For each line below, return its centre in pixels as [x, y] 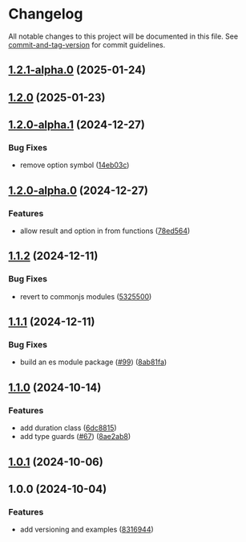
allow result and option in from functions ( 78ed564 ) [105, 231]
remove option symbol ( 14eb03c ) [75, 165]
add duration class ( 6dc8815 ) [69, 428]
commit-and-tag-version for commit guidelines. [87, 44]
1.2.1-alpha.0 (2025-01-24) [77, 70]
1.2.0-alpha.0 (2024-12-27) [78, 190]
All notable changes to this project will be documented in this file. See [123, 36]
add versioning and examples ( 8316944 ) [87, 530]
